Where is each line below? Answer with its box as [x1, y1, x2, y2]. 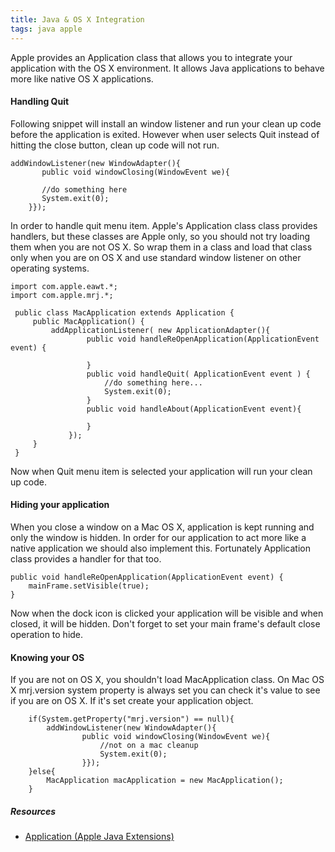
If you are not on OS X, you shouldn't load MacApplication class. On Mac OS [10, 674, 325, 686]
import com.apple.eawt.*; [10, 281, 118, 291]
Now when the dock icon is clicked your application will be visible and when [10, 607, 324, 619]
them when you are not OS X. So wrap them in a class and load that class [10, 241, 313, 253]
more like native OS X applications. [10, 72, 154, 85]
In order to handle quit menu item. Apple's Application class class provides [10, 219, 318, 231]
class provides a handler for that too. [10, 552, 162, 565]
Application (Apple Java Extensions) [24, 831, 175, 843]
